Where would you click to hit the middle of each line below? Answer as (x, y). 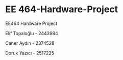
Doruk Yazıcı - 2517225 (30, 53)
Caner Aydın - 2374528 (30, 43)
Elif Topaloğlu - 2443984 (32, 33)
